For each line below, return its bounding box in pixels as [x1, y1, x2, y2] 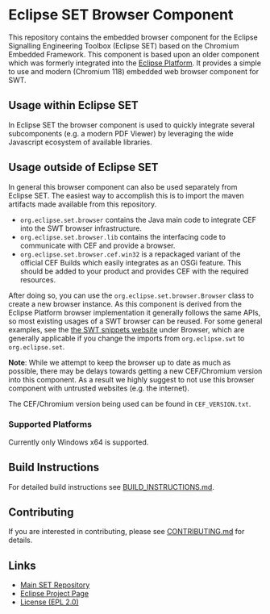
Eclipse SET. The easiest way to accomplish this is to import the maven [8, 190, 244, 200]
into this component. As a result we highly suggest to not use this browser [8, 374, 255, 384]
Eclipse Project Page [19, 589, 89, 599]
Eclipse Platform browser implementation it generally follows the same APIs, [8, 307, 261, 317]
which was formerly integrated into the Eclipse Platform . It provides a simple [8, 58, 262, 68]
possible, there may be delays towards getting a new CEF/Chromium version [8, 365, 263, 376]
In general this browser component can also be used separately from [8, 182, 238, 191]
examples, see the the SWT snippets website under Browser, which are [8, 324, 245, 334]
